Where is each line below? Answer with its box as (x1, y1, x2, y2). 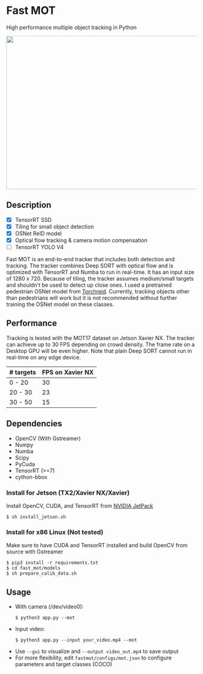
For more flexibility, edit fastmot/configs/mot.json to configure (14, 654, 172, 661)
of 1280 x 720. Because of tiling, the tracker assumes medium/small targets (6, 275, 195, 282)
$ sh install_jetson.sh (6, 513, 66, 520)
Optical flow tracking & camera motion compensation (14, 236, 148, 244)
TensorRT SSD (14, 216, 52, 223)
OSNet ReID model (14, 230, 62, 237)
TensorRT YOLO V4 (14, 244, 64, 250)
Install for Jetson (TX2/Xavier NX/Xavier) (6, 489, 130, 497)
